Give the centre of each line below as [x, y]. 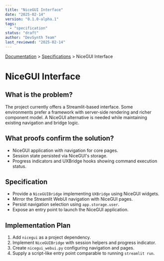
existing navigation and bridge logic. [42, 123]
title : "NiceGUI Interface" [34, 10]
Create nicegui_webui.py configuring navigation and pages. [73, 248]
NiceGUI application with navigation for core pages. [65, 150]
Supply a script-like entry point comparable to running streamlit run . [83, 253]
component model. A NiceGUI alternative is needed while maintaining [76, 117]
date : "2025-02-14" [25, 14]
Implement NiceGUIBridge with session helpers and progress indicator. [84, 243]
